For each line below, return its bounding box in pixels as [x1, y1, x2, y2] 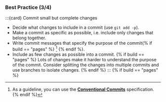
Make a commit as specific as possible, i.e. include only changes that [12, 30, 154, 36]
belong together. [12, 35, 46, 41]
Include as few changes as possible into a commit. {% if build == [12, 51, 145, 57]
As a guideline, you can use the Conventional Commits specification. [12, 86, 154, 92]
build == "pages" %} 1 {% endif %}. [12, 46, 85, 52]
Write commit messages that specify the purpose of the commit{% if [12, 40, 152, 46]
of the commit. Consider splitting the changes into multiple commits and [12, 62, 159, 68]
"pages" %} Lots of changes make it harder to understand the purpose [12, 56, 157, 62]
